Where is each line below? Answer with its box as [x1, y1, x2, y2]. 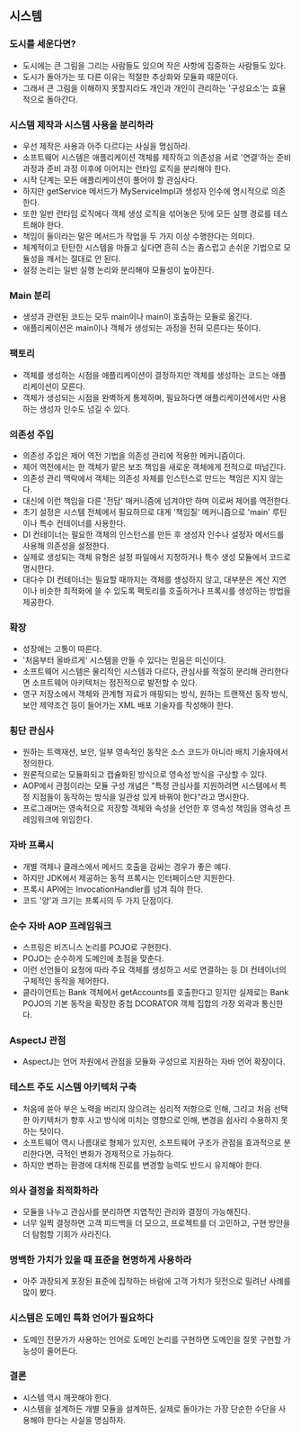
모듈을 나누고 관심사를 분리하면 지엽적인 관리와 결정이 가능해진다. [22, 1206, 251, 1217]
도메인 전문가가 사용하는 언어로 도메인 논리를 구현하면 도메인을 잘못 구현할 [22, 1334, 282, 1345]
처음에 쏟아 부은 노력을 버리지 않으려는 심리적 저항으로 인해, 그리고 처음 [22, 1103, 272, 1114]
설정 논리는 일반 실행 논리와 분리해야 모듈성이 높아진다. [22, 264, 215, 275]
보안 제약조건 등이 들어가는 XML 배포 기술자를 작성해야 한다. [22, 700, 234, 711]
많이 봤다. [22, 1287, 57, 1298]
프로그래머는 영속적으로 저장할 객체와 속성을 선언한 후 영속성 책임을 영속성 [22, 803, 282, 813]
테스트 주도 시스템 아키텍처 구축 [9, 1081, 137, 1094]
